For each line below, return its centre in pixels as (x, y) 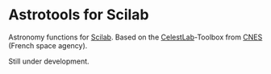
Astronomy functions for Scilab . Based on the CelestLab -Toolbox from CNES (135, 37)
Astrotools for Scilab (79, 15)
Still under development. (49, 61)
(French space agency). (48, 45)
